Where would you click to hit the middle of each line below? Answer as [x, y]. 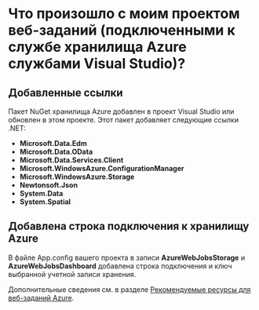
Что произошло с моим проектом [124, 14]
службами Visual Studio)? [97, 64]
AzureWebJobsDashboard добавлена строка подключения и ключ [120, 266]
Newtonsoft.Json [49, 185]
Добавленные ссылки [66, 92]
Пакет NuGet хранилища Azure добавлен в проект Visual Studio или [121, 111]
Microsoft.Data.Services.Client [71, 160]
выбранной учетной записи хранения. [72, 274]
